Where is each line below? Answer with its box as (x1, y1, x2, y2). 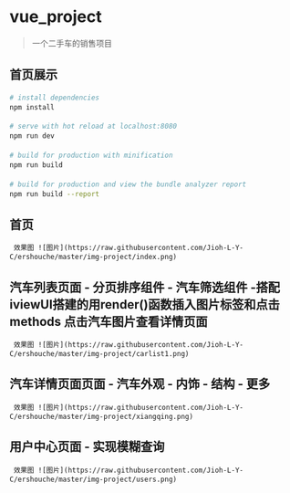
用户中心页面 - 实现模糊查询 (9, 439, 165, 455)
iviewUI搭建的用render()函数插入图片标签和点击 (9, 297, 281, 312)
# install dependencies (9, 93, 100, 102)
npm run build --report (9, 189, 100, 198)
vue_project (9, 6, 102, 27)
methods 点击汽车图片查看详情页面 (9, 313, 208, 330)
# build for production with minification (9, 151, 173, 160)
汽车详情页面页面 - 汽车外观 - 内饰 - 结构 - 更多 (9, 376, 271, 392)
